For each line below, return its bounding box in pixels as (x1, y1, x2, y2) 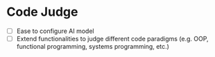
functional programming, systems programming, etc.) (16, 43, 169, 51)
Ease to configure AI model (16, 27, 94, 35)
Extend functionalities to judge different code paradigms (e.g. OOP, (16, 35, 209, 43)
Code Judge (6, 4, 78, 20)
